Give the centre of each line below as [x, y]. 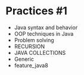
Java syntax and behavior [46, 27]
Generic [24, 59]
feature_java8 [31, 65]
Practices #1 [37, 11]
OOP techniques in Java [44, 33]
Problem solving [34, 40]
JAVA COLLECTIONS [40, 52]
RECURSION [29, 46]
